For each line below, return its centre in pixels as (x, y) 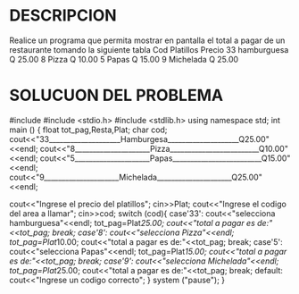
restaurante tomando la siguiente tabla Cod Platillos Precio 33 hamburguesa (149, 49)
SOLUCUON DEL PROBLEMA (116, 96)
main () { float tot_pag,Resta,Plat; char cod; (88, 130)
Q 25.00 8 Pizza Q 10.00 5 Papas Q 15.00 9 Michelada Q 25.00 (124, 59)
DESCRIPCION (63, 16)
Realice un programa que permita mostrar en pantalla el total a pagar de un (147, 40)
